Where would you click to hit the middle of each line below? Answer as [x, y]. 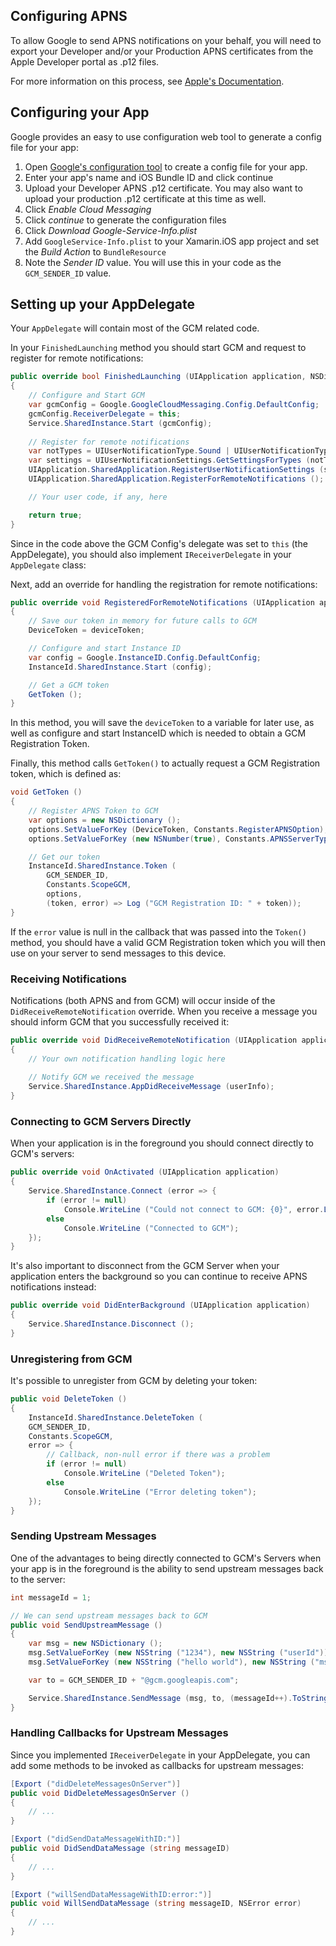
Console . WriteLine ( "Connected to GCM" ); [151, 1228]
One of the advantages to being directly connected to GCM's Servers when [166, 1558]
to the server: [38, 1579]
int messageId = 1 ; [51, 1597]
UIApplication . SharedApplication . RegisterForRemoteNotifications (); [176, 479]
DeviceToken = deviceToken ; [86, 630]
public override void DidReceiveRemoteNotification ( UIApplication [154, 1040]
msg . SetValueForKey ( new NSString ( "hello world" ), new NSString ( [172, 1662]
